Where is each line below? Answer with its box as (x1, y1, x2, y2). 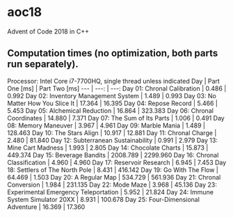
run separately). (7, 59, 79, 70)
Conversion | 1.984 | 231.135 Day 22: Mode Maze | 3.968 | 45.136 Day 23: (7, 180, 217, 189)
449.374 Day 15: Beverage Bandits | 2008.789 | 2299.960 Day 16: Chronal (7, 150, 219, 159)
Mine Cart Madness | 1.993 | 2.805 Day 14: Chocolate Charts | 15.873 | (7, 143, 209, 152)
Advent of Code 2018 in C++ (7, 27, 89, 36)
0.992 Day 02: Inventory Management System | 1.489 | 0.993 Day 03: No (7, 91, 217, 100)
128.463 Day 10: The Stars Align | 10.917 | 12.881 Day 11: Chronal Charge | (7, 128, 217, 137)
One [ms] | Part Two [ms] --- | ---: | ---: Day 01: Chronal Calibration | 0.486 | (7, 84, 227, 93)
